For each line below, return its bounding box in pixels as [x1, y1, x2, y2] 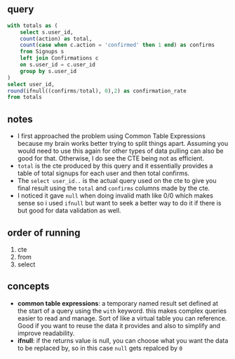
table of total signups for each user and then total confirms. [17, 169, 190, 177]
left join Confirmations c [20, 55, 99, 62]
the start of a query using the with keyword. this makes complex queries [17, 306, 227, 315]
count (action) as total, [20, 35, 93, 42]
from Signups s [20, 48, 65, 55]
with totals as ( [7, 22, 58, 29]
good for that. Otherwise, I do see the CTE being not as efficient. [17, 154, 205, 163]
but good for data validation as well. [17, 206, 121, 215]
